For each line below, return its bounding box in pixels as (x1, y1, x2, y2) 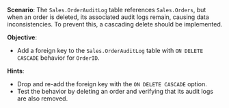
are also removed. (16, 94, 68, 103)
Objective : (7, 33, 38, 41)
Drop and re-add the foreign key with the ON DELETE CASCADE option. (16, 80, 207, 88)
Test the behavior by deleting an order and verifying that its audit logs (16, 88, 214, 95)
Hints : (7, 67, 25, 75)
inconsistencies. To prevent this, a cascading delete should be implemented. (7, 20, 223, 28)
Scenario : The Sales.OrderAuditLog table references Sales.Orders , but (7, 6, 206, 14)
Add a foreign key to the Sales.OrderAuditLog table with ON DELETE (16, 47, 204, 54)
